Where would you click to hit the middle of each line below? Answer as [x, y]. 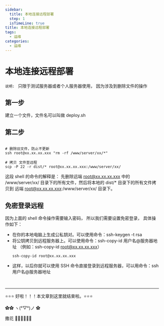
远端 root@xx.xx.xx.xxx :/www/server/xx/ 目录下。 [65, 189]
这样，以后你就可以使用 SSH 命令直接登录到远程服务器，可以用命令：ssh [85, 266]
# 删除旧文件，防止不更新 [27, 149]
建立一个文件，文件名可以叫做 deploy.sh [45, 115]
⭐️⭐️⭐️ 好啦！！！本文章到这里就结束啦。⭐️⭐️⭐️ [49, 296]
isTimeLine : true [27, 23]
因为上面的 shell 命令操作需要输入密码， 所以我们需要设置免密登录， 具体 [79, 218]
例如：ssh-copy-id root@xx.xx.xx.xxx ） [62, 247]
